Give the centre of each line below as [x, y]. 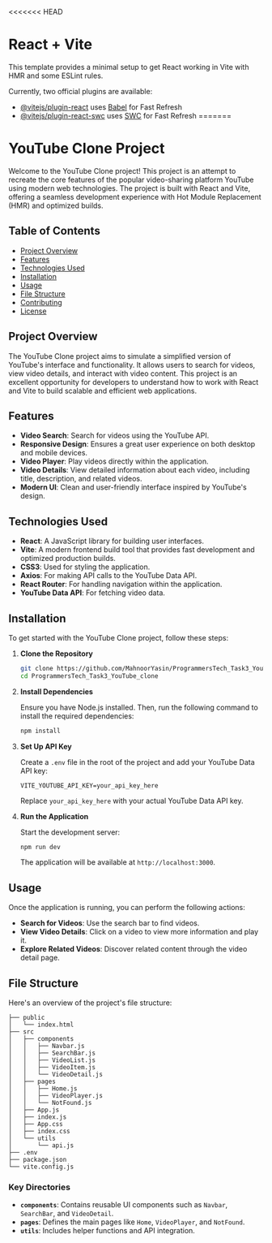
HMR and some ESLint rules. [56, 76]
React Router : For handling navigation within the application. [121, 585]
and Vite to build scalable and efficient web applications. [102, 391]
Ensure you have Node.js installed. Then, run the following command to [139, 707]
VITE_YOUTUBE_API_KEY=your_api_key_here [89, 786]
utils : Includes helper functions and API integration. [108, 1231]
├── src [21, 1032]
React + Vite [51, 45]
